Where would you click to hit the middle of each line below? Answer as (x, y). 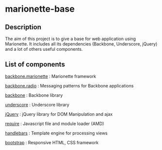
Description (23, 27)
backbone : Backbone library (34, 95)
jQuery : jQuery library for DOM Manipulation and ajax (59, 114)
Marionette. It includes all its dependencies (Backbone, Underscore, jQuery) (81, 44)
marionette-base (40, 9)
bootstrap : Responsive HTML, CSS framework (52, 142)
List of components (35, 64)
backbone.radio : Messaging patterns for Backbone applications (69, 86)
